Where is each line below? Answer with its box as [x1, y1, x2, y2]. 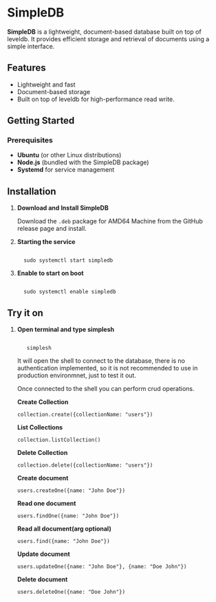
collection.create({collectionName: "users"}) [17, 411, 153, 419]
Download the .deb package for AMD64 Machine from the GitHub [17, 217, 203, 225]
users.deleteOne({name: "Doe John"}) [17, 589, 126, 596]
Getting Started [7, 115, 75, 126]
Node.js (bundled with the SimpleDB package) [17, 158, 149, 166]
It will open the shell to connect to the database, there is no [17, 357, 186, 365]
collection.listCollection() [17, 436, 101, 444]
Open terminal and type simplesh [17, 325, 115, 334]
